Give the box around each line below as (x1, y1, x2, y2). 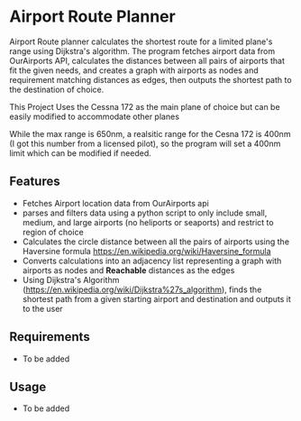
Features (9, 174, 60, 189)
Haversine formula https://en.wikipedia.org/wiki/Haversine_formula (22, 245, 272, 256)
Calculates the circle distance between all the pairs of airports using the (22, 236, 290, 247)
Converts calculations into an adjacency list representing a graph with (22, 255, 282, 266)
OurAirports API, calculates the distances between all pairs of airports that (9, 55, 286, 66)
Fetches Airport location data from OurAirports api (22, 197, 209, 208)
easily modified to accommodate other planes (9, 111, 180, 122)
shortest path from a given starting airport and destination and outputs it (22, 293, 291, 304)
